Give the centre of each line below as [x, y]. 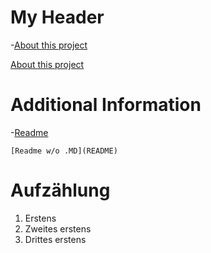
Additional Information [106, 105]
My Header [57, 17]
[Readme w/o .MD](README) [64, 151]
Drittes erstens [55, 239]
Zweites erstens [58, 228]
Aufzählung [60, 190]
